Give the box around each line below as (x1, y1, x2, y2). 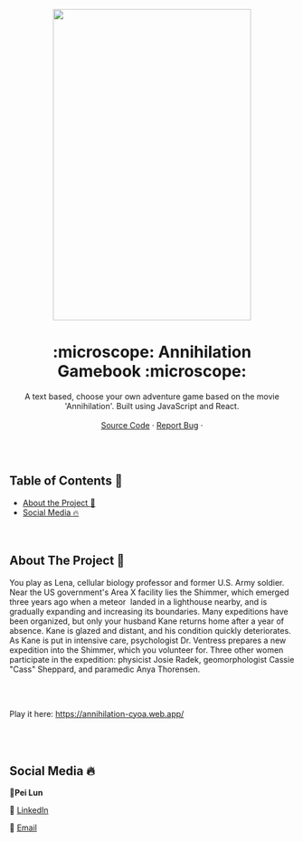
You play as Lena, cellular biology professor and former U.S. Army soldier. (9, 577, 285, 588)
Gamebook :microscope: (57, 361, 247, 382)
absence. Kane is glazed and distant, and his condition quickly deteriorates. (9, 625, 291, 636)
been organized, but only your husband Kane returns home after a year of (9, 616, 285, 627)
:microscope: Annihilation (52, 342, 251, 362)
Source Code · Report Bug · (100, 419, 204, 430)
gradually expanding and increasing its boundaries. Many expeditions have (9, 606, 289, 617)
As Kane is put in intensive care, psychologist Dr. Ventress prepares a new (9, 635, 287, 646)
